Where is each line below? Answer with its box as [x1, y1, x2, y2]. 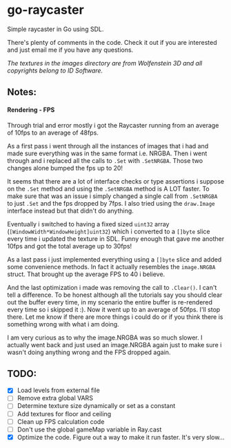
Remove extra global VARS [17, 394, 93, 402]
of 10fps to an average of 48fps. [7, 128, 99, 137]
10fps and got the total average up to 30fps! [7, 242, 132, 250]
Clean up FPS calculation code [17, 417, 105, 426]
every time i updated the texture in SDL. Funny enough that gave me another [7, 234, 225, 243]
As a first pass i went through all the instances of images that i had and [7, 142, 209, 150]
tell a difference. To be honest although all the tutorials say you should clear [7, 291, 223, 299]
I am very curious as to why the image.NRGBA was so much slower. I [7, 333, 203, 342]
